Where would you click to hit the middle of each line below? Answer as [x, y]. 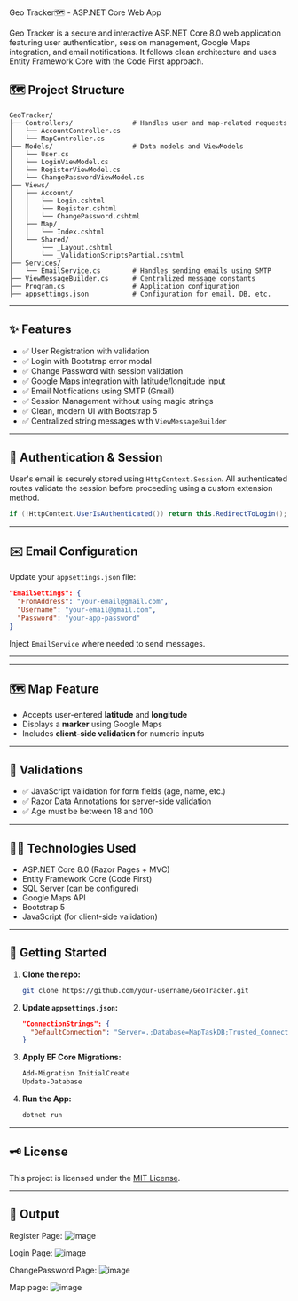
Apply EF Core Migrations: [71, 1057]
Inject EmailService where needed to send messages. [107, 643]
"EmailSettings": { [45, 593]
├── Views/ [29, 185]
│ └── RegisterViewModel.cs [65, 170]
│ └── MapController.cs [57, 139]
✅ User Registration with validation [86, 351]
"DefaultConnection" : [71, 1032]
